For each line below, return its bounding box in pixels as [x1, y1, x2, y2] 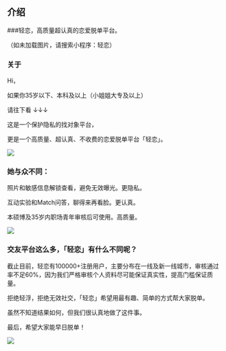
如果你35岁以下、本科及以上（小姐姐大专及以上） [7, 92, 147, 100]
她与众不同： [7, 167, 50, 177]
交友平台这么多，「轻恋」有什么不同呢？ [7, 245, 137, 255]
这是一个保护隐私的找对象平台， [7, 120, 98, 129]
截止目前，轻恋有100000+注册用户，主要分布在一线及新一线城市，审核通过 [7, 262, 220, 270]
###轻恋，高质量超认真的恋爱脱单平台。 [7, 26, 122, 34]
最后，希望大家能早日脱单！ [7, 323, 86, 331]
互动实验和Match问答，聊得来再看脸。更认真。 [7, 198, 139, 206]
